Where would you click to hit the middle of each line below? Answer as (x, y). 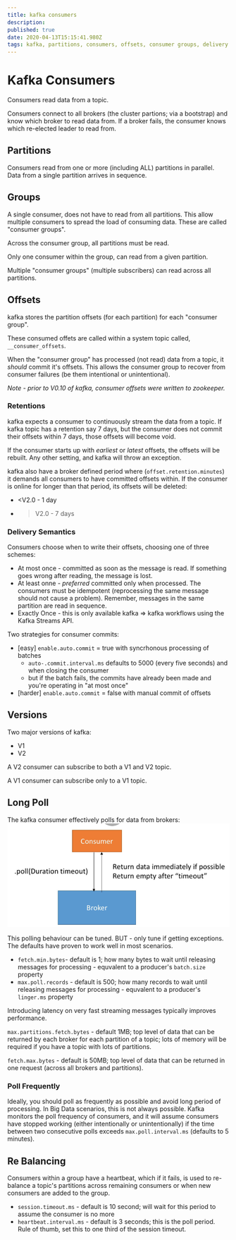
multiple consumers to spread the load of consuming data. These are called (117, 221)
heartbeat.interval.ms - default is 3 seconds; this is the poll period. (116, 1221)
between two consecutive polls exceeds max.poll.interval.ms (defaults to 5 (118, 1131)
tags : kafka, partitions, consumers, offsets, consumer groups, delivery (118, 45)
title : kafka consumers (42, 15)
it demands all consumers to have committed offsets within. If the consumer (117, 479)
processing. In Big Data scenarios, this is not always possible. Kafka (106, 1109)
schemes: (21, 555)
